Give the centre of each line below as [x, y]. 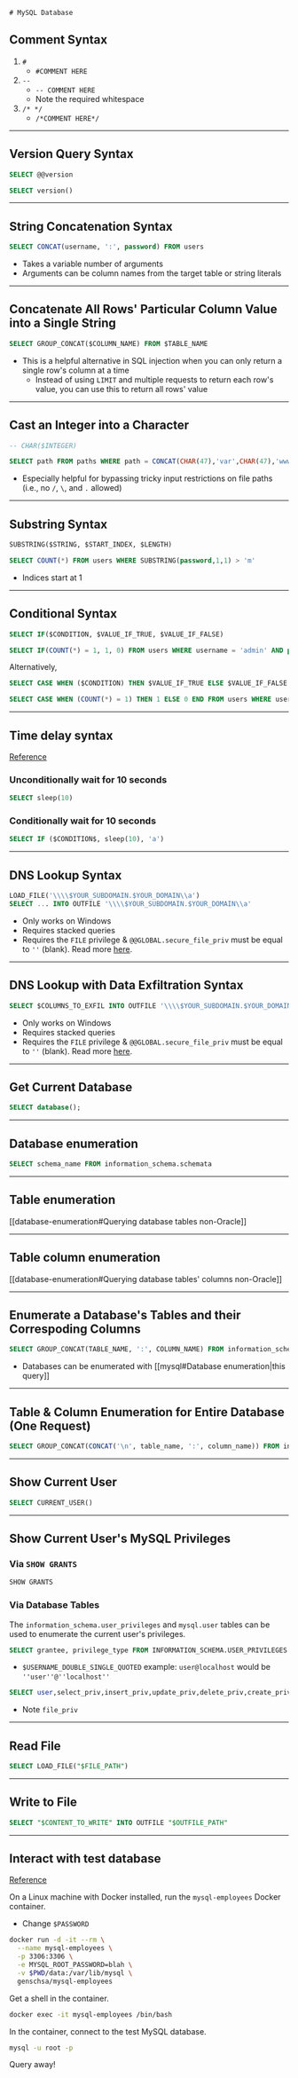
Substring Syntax [59, 524]
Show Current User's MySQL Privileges [120, 1539]
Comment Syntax [59, 40]
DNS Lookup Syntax [66, 875]
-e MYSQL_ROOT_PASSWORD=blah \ [75, 1965]
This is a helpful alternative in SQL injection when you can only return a [152, 360]
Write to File [43, 1803]
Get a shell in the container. [59, 1998]
